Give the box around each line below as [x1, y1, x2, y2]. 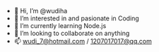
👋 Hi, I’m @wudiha [13, 7, 68, 15]
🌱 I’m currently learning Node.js [13, 22, 107, 30]
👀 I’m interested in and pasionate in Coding [13, 14, 139, 22]
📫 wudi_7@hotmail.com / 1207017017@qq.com [13, 37, 152, 45]
